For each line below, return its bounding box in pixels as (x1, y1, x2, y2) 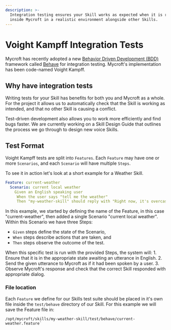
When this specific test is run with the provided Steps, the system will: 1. (5, 249, 157, 256)
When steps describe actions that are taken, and (12, 234, 111, 240)
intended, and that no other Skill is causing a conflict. (5, 106, 117, 112)
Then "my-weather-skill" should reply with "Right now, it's (16, 199, 149, 204)
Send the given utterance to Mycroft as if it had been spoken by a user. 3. (5, 261, 159, 267)
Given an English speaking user (14, 189, 83, 194)
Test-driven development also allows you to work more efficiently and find (5, 116, 161, 122)
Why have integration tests (5, 81, 93, 90)
